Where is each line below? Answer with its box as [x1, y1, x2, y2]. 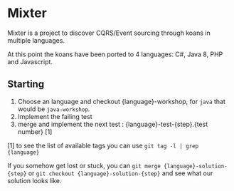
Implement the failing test [17, 112, 92, 120]
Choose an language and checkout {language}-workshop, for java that [17, 97, 226, 105]
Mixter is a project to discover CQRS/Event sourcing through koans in [7, 29, 211, 37]
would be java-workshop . [17, 105, 90, 113]
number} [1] [17, 127, 53, 136]
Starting [7, 78, 45, 91]
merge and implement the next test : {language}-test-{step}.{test [17, 120, 208, 128]
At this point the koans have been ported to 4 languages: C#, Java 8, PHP [7, 50, 223, 58]
